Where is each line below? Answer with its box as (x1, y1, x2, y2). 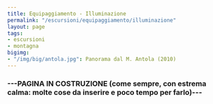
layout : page (7, 23, 45, 30)
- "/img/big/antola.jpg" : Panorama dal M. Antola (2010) (7, 56, 177, 63)
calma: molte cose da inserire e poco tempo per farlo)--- (7, 87, 203, 97)
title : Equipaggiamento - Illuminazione (7, 10, 127, 17)
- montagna (7, 43, 39, 50)
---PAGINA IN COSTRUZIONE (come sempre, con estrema (7, 78, 207, 88)
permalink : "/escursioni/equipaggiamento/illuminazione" (7, 17, 177, 24)
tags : (7, 29, 23, 37)
